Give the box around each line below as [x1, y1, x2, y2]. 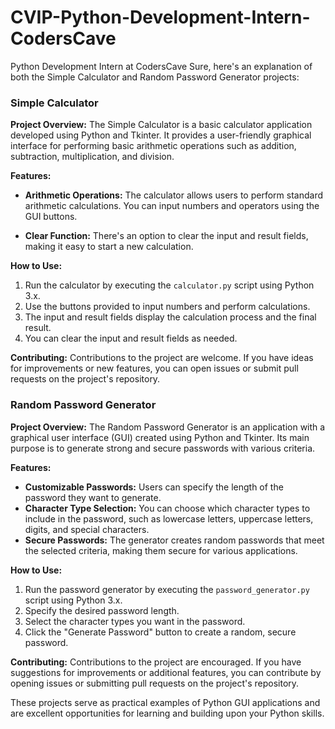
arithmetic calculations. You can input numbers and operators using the [24, 200, 320, 212]
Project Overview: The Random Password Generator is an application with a [10, 421, 326, 433]
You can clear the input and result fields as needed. [24, 332, 238, 345]
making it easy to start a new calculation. [24, 241, 194, 253]
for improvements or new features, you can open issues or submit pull [10, 362, 299, 375]
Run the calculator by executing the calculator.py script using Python [24, 279, 315, 291]
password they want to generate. [24, 491, 162, 503]
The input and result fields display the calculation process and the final [24, 311, 317, 323]
